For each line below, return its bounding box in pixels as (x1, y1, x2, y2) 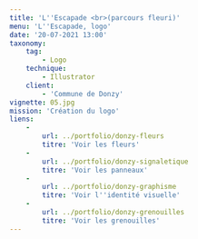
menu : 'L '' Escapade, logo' (9, 22, 112, 31)
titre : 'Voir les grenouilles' (42, 215, 161, 225)
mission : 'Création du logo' (9, 106, 120, 115)
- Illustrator (42, 73, 95, 82)
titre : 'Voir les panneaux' (42, 165, 148, 174)
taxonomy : (9, 38, 47, 48)
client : (25, 81, 54, 90)
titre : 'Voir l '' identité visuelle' (42, 191, 181, 200)
